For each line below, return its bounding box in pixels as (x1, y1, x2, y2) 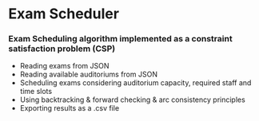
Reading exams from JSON (19, 61, 110, 71)
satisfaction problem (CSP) (8, 43, 116, 54)
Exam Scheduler (8, 5, 120, 23)
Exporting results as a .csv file (19, 103, 120, 113)
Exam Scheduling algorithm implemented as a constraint (8, 33, 233, 45)
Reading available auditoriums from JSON (19, 69, 158, 80)
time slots (19, 87, 53, 96)
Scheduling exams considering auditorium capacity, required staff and (19, 78, 252, 88)
